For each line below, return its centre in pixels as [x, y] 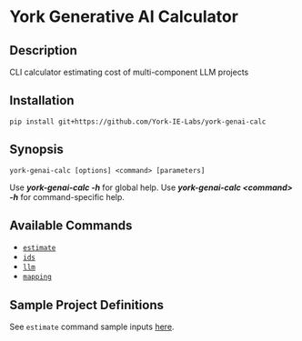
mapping [37, 277]
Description [43, 50]
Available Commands [71, 226]
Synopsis [36, 150]
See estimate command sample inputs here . [92, 327]
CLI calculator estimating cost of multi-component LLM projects [129, 72]
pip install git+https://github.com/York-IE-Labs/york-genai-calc [138, 121]
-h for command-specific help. [67, 196]
